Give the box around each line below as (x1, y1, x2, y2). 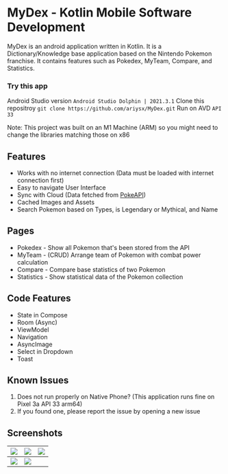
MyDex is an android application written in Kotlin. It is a (7, 42, 162, 50)
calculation (16, 258, 49, 266)
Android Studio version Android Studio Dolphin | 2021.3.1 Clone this (7, 97, 205, 105)
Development (7, 19, 86, 35)
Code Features (7, 293, 71, 304)
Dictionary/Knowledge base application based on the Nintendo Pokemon (7, 49, 212, 58)
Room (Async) (16, 318, 58, 326)
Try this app (7, 81, 48, 91)
